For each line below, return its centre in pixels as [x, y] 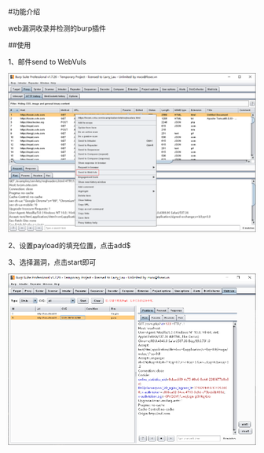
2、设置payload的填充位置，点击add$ [70, 245]
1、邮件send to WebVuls [47, 62]
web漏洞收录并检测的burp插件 [57, 28]
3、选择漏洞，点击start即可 [52, 262]
